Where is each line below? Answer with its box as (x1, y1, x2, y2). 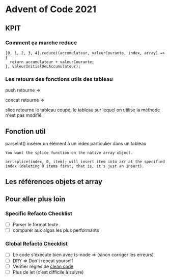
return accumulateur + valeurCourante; (10, 59, 95, 65)
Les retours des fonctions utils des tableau (5, 75, 113, 82)
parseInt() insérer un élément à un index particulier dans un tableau (5, 140, 147, 146)
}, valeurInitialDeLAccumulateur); (5, 64, 81, 69)
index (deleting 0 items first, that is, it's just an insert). (5, 164, 145, 169)
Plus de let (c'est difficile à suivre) (12, 269, 84, 275)
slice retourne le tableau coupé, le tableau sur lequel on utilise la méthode (5, 107, 160, 113)
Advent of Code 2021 (5, 4, 97, 15)
